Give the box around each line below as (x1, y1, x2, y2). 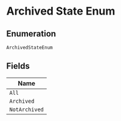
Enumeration (6, 29, 57, 39)
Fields (6, 61, 30, 71)
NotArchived (9, 106, 44, 113)
